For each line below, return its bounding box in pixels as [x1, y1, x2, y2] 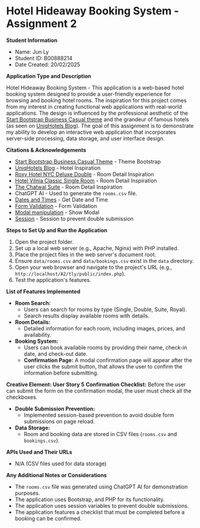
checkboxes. [6, 393, 38, 401]
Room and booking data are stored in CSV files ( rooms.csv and [23, 430, 177, 437]
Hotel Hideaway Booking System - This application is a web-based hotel [6, 84, 184, 91]
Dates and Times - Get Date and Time [14, 196, 109, 203]
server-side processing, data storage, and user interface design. [6, 134, 165, 142]
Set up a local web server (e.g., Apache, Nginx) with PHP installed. [14, 244, 179, 251]
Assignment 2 [6, 17, 77, 30]
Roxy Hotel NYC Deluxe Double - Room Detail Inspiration [14, 170, 154, 177]
